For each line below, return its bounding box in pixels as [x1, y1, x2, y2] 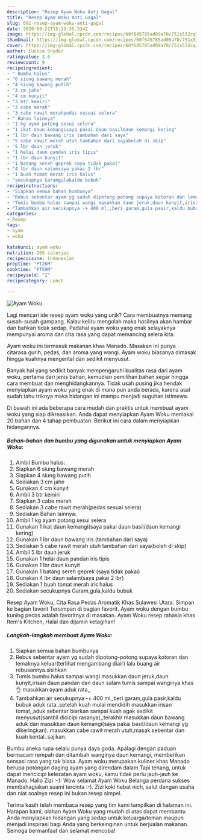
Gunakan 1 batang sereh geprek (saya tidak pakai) [15, 568, 140, 575]
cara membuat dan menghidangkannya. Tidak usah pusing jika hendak [7, 380, 183, 387]
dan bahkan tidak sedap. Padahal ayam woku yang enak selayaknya [7, 324, 176, 331]
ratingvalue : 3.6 [7, 54, 51, 60]
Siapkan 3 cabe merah [15, 497, 72, 504]
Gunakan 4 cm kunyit [15, 484, 69, 492]
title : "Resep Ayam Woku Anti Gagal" [7, 14, 102, 21]
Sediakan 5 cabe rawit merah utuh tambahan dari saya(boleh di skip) [15, 542, 187, 549]
